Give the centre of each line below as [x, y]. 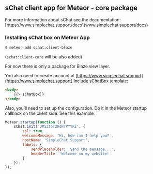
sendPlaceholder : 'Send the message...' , [73, 149]
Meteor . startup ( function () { [36, 122]
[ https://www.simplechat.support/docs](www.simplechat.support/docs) [76, 25]
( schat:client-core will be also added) [44, 57]
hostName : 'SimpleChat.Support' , [56, 140]
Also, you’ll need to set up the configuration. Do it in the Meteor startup [76, 108]
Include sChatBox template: [101, 81]
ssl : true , [33, 131]
